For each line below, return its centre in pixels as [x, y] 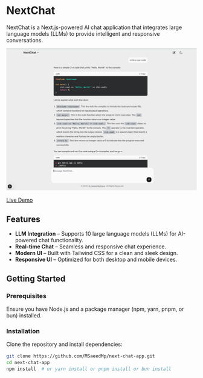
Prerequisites [26, 296]
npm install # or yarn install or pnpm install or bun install [89, 369]
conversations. [25, 40]
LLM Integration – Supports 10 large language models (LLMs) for [96, 234]
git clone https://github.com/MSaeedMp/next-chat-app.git [81, 356]
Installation [23, 331]
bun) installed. [24, 315]
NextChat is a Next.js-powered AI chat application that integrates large [94, 27]
